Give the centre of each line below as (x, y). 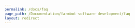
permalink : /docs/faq (26, 9)
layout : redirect (22, 18)
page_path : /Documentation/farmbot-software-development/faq (67, 14)
